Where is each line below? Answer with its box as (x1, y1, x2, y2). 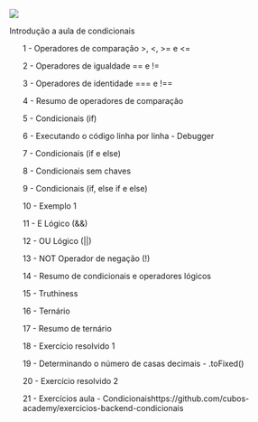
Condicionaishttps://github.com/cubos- (102, 393, 250, 404)
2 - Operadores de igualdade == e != (22, 61, 160, 71)
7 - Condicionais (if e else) (22, 148, 122, 158)
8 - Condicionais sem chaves (22, 165, 132, 176)
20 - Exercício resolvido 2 (22, 376, 119, 386)
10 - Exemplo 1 (22, 201, 77, 211)
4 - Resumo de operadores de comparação (22, 96, 184, 106)
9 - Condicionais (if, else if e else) (22, 183, 148, 193)
